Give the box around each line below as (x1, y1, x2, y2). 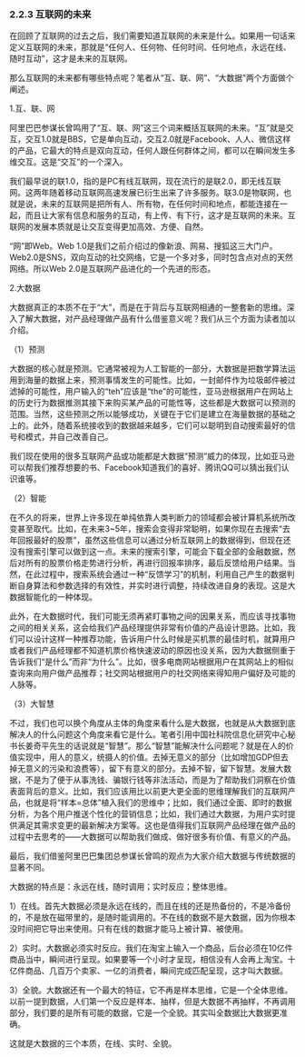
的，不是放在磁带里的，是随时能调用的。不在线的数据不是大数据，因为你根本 (9, 912, 296, 923)
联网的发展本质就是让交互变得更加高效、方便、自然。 (9, 221, 209, 233)
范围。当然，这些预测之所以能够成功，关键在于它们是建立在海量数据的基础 (9, 409, 288, 420)
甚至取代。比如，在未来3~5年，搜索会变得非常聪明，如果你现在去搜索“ (16, 524, 283, 534)
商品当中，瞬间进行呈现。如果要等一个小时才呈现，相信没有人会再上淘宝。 (9, 954, 288, 965)
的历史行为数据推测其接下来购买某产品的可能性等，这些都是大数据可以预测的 (9, 397, 296, 408)
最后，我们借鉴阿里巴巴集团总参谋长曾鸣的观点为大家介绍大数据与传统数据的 (9, 851, 296, 862)
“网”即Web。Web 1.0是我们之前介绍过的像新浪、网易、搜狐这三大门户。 (9, 241, 279, 252)
